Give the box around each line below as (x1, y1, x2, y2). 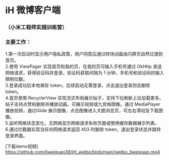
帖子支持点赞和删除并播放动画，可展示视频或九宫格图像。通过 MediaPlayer (5, 101, 160, 107)
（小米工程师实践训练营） (5, 24, 68, 31)
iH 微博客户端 (5, 5, 61, 16)
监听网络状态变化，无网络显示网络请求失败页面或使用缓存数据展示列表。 (9, 120, 159, 126)
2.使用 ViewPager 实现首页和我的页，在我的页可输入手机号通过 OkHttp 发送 (5, 63, 162, 69)
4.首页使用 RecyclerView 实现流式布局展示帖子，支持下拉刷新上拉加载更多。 (5, 95, 164, 101)
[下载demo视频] (5, 143, 38, 149)
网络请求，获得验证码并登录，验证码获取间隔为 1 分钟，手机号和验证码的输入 (5, 70, 164, 76)
